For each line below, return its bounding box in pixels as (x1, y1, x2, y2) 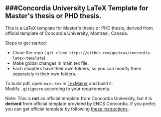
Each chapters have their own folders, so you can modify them (12, 65, 142, 71)
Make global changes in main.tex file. (12, 60, 89, 66)
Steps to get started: (5, 40, 47, 46)
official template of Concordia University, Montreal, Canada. (5, 30, 129, 36)
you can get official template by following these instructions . (5, 106, 129, 112)
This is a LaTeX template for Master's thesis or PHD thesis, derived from (5, 25, 153, 31)
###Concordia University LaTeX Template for (5, 4, 149, 12)
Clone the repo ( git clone (12, 49, 67, 55)
